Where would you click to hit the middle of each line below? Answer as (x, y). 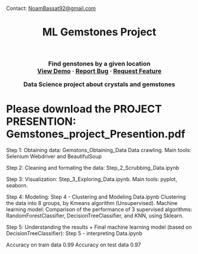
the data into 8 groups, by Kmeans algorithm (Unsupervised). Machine (92, 203)
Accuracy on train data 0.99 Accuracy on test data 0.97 (74, 245)
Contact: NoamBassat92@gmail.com (51, 8)
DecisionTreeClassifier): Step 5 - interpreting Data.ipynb (74, 233)
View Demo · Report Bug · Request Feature (99, 71)
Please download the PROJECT (84, 109)
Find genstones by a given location (99, 64)
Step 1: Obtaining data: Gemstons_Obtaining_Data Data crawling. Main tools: (99, 150)
